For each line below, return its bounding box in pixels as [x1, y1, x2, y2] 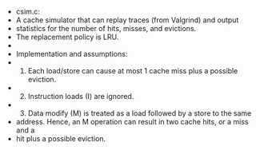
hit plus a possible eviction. [15, 134, 106, 143]
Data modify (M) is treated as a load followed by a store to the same [27, 109, 252, 118]
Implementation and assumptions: [15, 49, 128, 58]
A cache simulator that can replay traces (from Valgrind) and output [15, 15, 239, 25]
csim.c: [15, 7, 40, 16]
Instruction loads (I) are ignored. [27, 92, 134, 101]
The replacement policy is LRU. [15, 32, 119, 41]
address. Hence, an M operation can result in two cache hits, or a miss [15, 117, 249, 126]
